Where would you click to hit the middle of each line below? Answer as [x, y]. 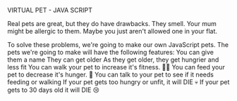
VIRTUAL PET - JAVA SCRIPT [50, 10]
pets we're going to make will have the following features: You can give [110, 52]
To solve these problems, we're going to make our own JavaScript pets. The [118, 45]
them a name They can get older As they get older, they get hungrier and [113, 60]
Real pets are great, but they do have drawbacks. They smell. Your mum [112, 23]
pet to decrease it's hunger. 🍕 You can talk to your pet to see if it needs [110, 74]
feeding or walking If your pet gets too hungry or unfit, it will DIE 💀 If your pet [119, 82]
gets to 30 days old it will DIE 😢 [54, 90]
